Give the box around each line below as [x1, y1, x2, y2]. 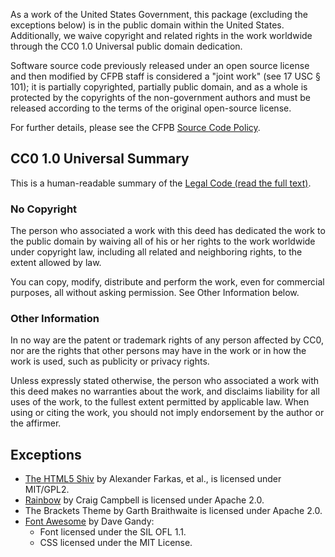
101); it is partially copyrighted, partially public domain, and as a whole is [10, 81, 308, 93]
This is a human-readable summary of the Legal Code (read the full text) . [10, 177, 312, 189]
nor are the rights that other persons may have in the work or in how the [10, 345, 307, 357]
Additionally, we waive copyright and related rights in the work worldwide [10, 30, 313, 41]
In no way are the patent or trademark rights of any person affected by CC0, [10, 334, 324, 346]
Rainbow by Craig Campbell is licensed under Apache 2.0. [24, 494, 265, 506]
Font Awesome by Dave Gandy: [24, 515, 155, 528]
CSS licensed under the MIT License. [39, 537, 193, 549]
